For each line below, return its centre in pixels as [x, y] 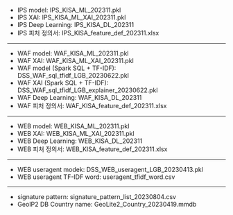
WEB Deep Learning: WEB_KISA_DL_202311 [80, 141]
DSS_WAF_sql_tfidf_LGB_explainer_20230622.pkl [87, 90]
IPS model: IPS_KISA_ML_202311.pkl [69, 10]
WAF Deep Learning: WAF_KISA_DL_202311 [79, 97]
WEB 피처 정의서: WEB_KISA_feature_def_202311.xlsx [92, 149]
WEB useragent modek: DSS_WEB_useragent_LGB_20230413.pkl [110, 170]
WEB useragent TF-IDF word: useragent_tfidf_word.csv [96, 177]
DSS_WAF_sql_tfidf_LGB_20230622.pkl [73, 75]
